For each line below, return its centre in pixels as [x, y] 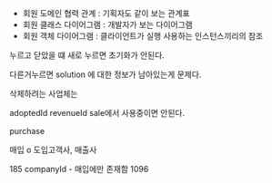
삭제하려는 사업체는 [44, 94]
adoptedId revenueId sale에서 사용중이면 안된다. [97, 113]
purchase [27, 131]
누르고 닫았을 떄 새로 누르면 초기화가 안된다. [87, 55]
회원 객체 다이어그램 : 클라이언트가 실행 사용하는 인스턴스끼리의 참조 [143, 36]
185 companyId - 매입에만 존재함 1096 [79, 169]
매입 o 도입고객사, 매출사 [53, 149]
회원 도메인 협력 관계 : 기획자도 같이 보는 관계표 [106, 13]
